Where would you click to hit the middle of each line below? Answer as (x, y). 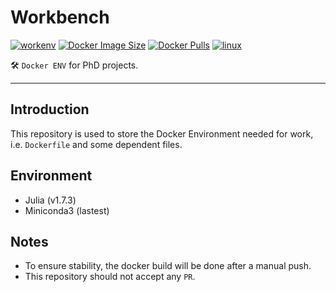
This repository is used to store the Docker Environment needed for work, (162, 133)
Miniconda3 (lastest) (67, 210)
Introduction (50, 109)
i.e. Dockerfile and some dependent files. (96, 144)
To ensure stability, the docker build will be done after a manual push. (168, 266)
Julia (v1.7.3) (50, 200)
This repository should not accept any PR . (110, 277)
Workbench (60, 17)
